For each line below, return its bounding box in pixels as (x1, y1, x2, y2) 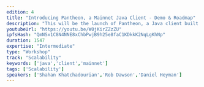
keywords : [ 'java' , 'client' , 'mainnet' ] (6, 60, 108, 66)
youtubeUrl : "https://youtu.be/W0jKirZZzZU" (6, 26, 122, 32)
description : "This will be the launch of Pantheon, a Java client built (6, 20, 199, 26)
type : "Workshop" (6, 49, 51, 55)
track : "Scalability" (6, 55, 62, 61)
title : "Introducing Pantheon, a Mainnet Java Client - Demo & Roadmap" (6, 15, 196, 21)
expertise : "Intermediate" (6, 43, 75, 50)
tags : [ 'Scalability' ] (6, 66, 64, 72)
